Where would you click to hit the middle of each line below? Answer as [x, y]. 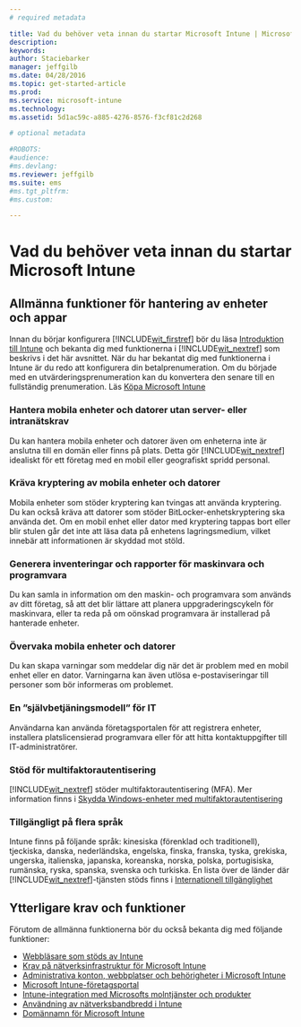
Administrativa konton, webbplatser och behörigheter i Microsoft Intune [154, 975]
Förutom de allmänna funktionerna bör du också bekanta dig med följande [146, 929]
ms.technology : [38, 108]
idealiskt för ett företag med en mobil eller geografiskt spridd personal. [140, 460]
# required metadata [48, 17]
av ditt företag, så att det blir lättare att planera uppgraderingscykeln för [142, 604]
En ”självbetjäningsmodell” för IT [83, 708]
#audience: [30, 158]
